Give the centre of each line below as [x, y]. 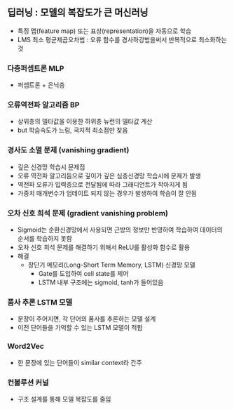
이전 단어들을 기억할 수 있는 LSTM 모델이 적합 [80, 328]
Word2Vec [26, 346]
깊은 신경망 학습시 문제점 [51, 166]
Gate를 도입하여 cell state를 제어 [83, 273]
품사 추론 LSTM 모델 [40, 302]
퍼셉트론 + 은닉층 [41, 85]
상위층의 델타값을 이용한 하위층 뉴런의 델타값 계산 [85, 121]
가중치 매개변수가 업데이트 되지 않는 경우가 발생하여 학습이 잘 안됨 [107, 193]
